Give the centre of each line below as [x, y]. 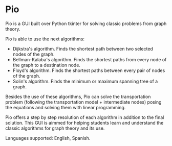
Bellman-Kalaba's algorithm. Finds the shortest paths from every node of [90, 59]
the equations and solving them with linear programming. [66, 107]
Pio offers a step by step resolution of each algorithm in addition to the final [85, 117]
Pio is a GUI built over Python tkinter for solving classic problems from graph [86, 23]
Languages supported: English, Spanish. [48, 138]
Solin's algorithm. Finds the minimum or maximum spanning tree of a [85, 81]
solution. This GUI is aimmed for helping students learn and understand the [84, 123]
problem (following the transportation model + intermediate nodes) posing [83, 102]
